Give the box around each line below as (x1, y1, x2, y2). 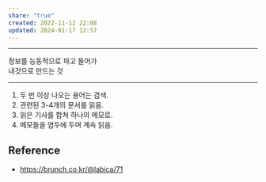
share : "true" (8, 11, 55, 20)
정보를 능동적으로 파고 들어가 (8, 56, 97, 66)
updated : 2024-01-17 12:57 (8, 26, 97, 34)
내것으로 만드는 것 (8, 66, 63, 76)
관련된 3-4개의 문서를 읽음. (19, 100, 104, 110)
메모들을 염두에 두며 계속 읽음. (19, 120, 113, 130)
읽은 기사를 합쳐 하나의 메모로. (19, 110, 113, 119)
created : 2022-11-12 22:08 (8, 19, 97, 27)
